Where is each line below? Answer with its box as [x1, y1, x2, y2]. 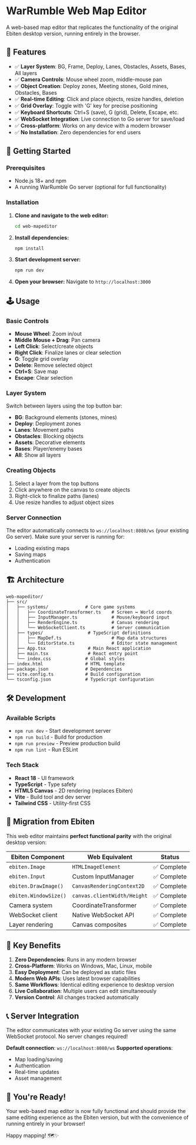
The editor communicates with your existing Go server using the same [6, 1027, 177, 1034]
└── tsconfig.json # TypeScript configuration [6, 676, 154, 683]
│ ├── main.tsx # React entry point [6, 651, 138, 656]
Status [161, 853, 180, 861]
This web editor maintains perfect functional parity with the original [6, 832, 172, 839]
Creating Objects [6, 466, 56, 474]
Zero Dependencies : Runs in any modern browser [14, 956, 137, 963]
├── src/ [6, 599, 28, 604]
